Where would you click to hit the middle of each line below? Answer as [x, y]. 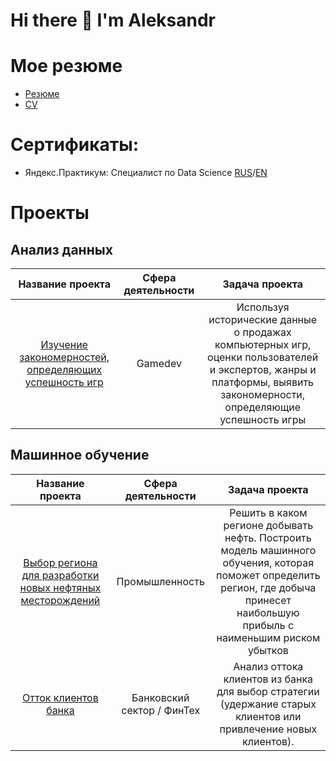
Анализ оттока [268, 666]
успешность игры [263, 420]
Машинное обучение [80, 455]
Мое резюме [66, 66]
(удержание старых [268, 704]
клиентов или [268, 716]
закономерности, [263, 395]
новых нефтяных [60, 587]
